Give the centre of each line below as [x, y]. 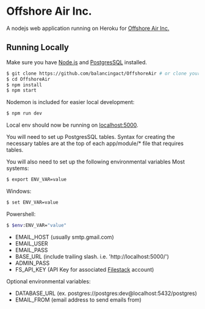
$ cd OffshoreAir [28, 79]
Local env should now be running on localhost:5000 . [72, 125]
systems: [18, 168]
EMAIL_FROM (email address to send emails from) [78, 300]
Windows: [19, 191]
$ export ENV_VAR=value [37, 180]
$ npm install [24, 85]
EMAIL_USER [31, 244]
